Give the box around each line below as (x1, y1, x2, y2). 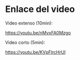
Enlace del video (5, 3, 75, 15)
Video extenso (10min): (5, 20, 53, 26)
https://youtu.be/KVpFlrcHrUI (5, 49, 66, 55)
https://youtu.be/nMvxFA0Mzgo (5, 29, 71, 35)
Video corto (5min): (5, 39, 45, 45)
